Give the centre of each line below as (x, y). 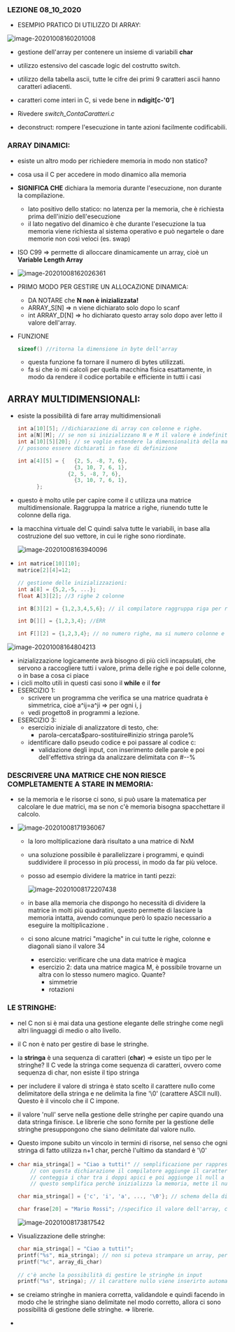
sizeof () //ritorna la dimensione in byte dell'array (97, 349)
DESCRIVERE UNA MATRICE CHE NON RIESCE (87, 776)
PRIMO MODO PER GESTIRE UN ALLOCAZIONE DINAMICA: (103, 286)
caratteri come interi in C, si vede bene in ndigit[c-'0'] (96, 100)
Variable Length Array (50, 260)
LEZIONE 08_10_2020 (44, 10)
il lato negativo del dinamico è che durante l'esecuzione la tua (117, 224)
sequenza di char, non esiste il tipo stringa (78, 1072)
